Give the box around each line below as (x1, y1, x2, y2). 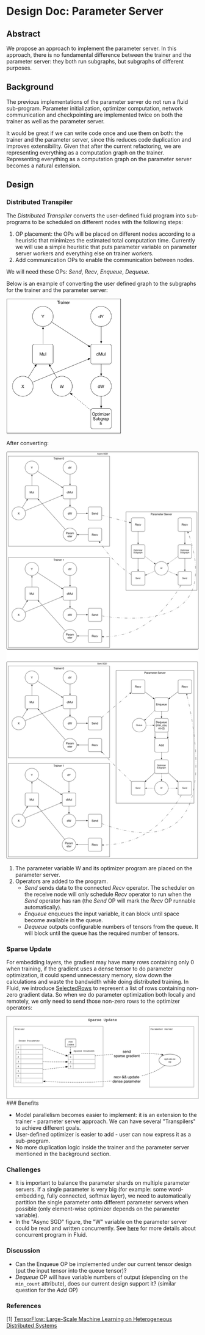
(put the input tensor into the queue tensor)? (15, 1267, 127, 1274)
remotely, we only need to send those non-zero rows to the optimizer (6, 997, 181, 1005)
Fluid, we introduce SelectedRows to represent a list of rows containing (6, 984, 185, 992)
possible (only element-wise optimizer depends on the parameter (15, 1205, 180, 1213)
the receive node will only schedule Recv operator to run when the (24, 890, 192, 898)
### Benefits (6, 1099, 39, 1107)
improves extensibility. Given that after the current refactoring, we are (6, 142, 181, 150)
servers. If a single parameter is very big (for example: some (15, 1186, 167, 1193)
